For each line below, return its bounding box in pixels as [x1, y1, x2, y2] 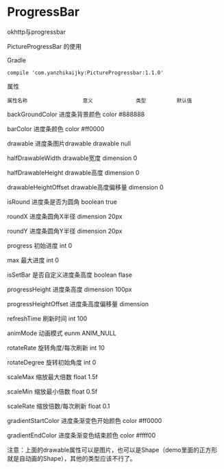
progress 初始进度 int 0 [7, 241, 73, 249]
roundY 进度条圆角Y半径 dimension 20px [7, 227, 123, 235]
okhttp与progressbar [7, 27, 66, 36]
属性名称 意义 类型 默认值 [7, 97, 192, 104]
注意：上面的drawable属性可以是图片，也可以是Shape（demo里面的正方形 [7, 446, 218, 454]
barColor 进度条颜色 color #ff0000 [7, 124, 105, 133]
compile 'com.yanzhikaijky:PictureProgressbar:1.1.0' [7, 69, 164, 76]
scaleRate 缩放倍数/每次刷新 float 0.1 [7, 402, 110, 410]
